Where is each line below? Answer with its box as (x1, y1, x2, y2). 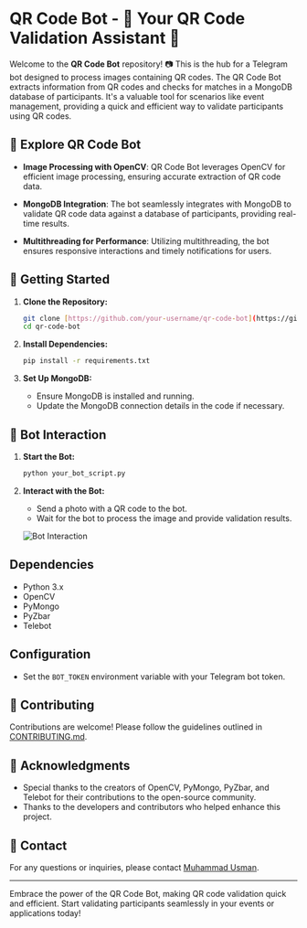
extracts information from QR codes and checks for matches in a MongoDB (9, 81, 292, 92)
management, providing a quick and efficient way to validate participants (9, 101, 284, 112)
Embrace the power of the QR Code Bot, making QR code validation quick (9, 888, 287, 899)
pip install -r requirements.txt (22, 357, 151, 366)
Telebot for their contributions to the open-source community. (22, 792, 257, 803)
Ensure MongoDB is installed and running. (36, 390, 195, 401)
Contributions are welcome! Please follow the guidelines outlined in (9, 721, 263, 732)
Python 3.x (22, 581, 64, 592)
